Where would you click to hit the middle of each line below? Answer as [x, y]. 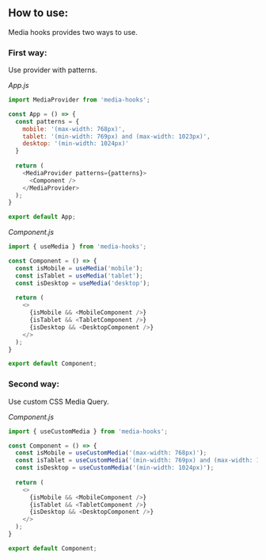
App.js [19, 86]
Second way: [34, 384]
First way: [28, 52]
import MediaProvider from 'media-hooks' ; [79, 100]
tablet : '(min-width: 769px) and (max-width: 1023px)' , [117, 136]
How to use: [38, 13]
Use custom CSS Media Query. [59, 401]
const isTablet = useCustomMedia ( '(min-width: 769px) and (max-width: [134, 460]
